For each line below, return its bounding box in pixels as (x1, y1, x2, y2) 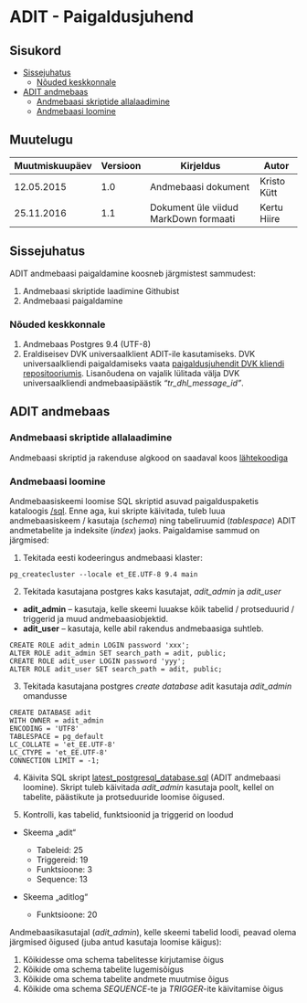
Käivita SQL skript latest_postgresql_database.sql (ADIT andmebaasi (22, 772, 281, 783)
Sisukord (9, 43, 62, 58)
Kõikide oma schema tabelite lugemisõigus (22, 964, 185, 975)
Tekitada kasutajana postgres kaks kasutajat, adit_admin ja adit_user (22, 586, 281, 597)
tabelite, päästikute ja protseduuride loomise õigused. (22, 791, 226, 802)
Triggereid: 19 (36, 854, 89, 865)
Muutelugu (9, 132, 73, 148)
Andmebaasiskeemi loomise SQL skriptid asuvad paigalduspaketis (9, 495, 259, 506)
